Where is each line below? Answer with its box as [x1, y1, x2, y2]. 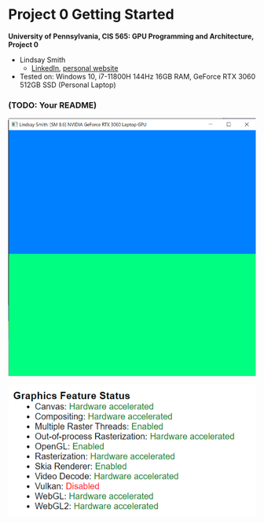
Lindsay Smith [19, 55, 66, 64]
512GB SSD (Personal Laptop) [19, 80, 116, 90]
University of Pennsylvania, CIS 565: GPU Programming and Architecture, [8, 31, 254, 41]
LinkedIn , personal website [31, 63, 119, 72]
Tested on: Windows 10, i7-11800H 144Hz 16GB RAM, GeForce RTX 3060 [19, 71, 256, 81]
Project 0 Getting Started [8, 5, 174, 24]
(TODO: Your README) [8, 100, 97, 111]
